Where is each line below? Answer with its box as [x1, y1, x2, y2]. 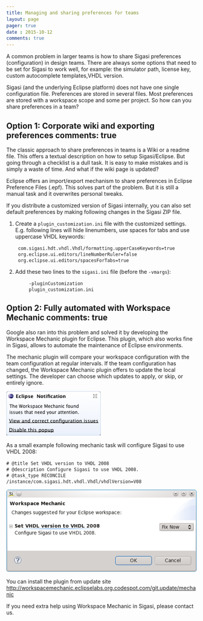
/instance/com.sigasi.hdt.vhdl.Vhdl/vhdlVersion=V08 [6, 479, 142, 485]
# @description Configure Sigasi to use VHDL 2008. [6, 467, 139, 473]
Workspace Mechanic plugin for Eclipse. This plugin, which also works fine [6, 335, 193, 342]
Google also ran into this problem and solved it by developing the [6, 328, 168, 336]
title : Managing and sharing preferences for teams [6, 10, 139, 16]
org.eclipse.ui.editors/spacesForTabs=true [18, 257, 129, 264]
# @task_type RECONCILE [6, 473, 66, 479]
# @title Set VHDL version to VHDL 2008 [6, 460, 110, 467]
